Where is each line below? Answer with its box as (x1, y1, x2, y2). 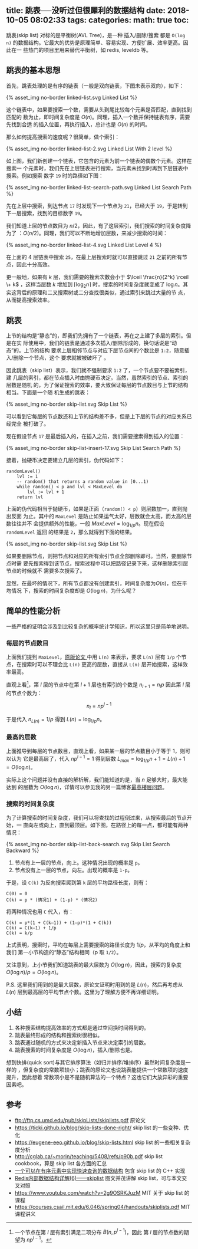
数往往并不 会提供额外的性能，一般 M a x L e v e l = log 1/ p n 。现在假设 (6, 520, 164, 529)
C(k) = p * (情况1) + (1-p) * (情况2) (6, 897, 98, 903)
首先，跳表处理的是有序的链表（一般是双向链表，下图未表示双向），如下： (6, 82, 184, 89)
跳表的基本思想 (6, 65, 61, 75)
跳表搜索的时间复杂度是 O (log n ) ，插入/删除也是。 (14, 1046, 136, 1053)
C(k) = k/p (6, 930, 33, 936)
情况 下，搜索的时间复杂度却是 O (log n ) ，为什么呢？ (11, 587, 137, 594)
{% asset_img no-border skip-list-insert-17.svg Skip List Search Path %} (6, 445, 181, 452)
